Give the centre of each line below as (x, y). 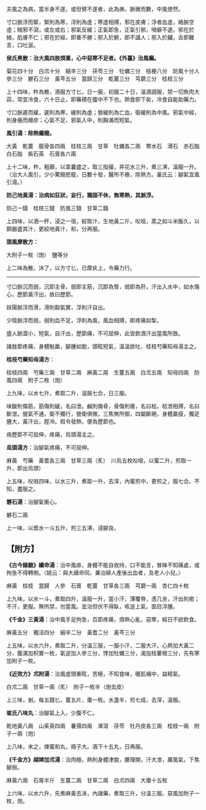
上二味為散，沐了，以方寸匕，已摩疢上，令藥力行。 (71, 268)
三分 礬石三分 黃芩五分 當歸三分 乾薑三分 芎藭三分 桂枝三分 (97, 79)
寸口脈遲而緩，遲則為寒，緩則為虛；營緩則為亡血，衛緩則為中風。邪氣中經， (103, 112)
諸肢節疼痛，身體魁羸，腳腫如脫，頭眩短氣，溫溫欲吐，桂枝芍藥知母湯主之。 (103, 346)
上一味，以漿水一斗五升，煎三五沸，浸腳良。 (63, 528)
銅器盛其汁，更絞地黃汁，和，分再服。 (55, 229)
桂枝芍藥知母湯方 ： (31, 359)
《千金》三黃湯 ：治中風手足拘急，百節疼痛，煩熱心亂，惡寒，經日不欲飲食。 (103, 619)
